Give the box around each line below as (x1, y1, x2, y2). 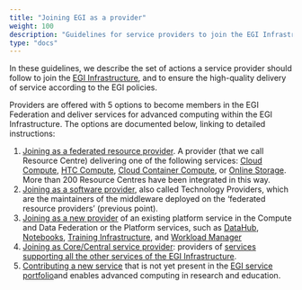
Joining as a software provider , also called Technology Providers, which (22, 184, 289, 195)
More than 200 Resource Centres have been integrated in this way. (22, 175, 271, 186)
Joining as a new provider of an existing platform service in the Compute (22, 213, 292, 223)
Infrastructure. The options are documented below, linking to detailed (9, 119, 266, 130)
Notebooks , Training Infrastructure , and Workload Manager (22, 231, 243, 243)
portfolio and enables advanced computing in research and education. (22, 270, 281, 281)
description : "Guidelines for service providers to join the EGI (9, 30, 259, 39)
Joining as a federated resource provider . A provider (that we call (22, 146, 264, 157)
